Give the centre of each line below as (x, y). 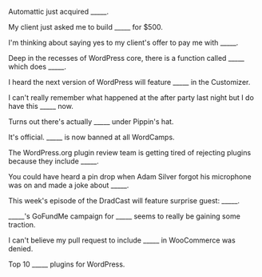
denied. (21, 249)
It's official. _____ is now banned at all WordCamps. (91, 137)
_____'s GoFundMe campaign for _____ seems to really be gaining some (125, 216)
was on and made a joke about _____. (69, 185)
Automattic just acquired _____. (59, 12)
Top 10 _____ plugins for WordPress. (67, 264)
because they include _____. (54, 161)
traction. (22, 225)
